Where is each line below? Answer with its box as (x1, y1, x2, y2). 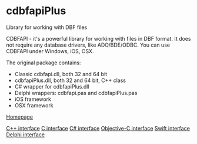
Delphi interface (6, 131, 45, 138)
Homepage (6, 113, 34, 120)
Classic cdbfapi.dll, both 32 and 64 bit (14, 70, 108, 77)
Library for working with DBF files (6, 24, 88, 31)
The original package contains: (6, 59, 81, 66)
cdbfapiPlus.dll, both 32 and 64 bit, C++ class (14, 77, 126, 84)
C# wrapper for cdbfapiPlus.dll (14, 83, 89, 90)
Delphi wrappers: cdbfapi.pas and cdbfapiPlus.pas (14, 89, 138, 96)
